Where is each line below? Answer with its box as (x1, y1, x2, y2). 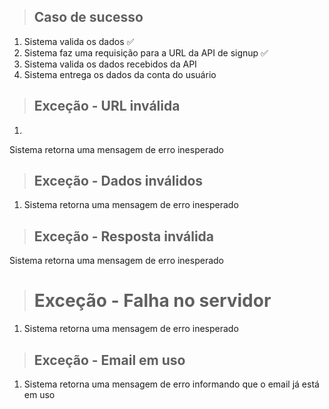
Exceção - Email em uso (33, 351, 186, 369)
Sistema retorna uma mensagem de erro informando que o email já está (23, 378, 320, 390)
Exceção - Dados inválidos (33, 173, 204, 190)
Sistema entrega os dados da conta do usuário (23, 68, 217, 80)
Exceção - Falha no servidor (33, 290, 272, 312)
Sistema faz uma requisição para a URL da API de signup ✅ (23, 46, 269, 59)
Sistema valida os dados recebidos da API (23, 58, 197, 70)
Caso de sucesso (33, 9, 144, 26)
